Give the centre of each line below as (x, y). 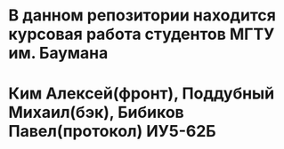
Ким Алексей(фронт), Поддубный (142, 94)
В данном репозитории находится (142, 16)
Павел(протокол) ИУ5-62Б (112, 132)
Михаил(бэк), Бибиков (96, 113)
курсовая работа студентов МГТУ (142, 34)
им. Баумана (58, 53)
